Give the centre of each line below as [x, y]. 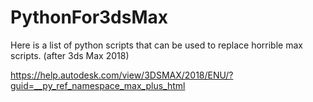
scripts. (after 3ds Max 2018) [70, 55]
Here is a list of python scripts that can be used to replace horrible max [156, 45]
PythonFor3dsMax [89, 17]
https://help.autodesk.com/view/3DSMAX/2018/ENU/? [122, 75]
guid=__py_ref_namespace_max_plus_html [98, 85]
